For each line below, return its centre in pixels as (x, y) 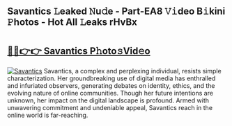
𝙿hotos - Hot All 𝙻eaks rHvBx (72, 22)
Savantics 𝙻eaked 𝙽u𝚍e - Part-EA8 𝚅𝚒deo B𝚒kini (116, 11)
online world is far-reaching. (48, 115)
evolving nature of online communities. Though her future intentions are (110, 93)
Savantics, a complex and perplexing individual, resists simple (132, 71)
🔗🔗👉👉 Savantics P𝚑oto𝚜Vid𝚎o (79, 51)
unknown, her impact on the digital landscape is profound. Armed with (108, 100)
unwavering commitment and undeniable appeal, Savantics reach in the (110, 108)
